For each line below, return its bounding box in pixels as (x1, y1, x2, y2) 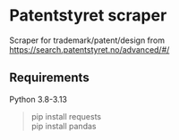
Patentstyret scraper (9, 5, 167, 26)
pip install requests (30, 111, 101, 121)
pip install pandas (30, 120, 97, 131)
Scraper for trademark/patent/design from (9, 35, 166, 45)
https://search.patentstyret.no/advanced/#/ (9, 44, 170, 54)
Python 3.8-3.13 (9, 94, 67, 104)
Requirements (9, 70, 89, 86)
